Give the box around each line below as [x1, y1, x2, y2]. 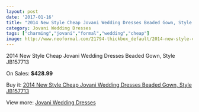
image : [6, 36, 23, 42]
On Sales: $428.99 [6, 70, 53, 77]
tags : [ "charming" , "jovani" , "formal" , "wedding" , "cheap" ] [6, 31, 150, 37]
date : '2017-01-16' [6, 14, 54, 20]
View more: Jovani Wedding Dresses [6, 99, 96, 106]
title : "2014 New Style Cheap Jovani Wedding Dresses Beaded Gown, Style [6, 19, 192, 25]
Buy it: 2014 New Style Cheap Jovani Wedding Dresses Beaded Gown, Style [6, 81, 192, 88]
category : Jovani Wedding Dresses [6, 25, 92, 31]
